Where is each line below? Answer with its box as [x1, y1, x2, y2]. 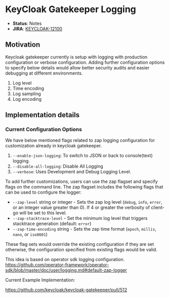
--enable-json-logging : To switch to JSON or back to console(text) [12, 153, 153, 159]
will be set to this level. [19, 210, 67, 216]
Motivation [5, 41, 40, 49]
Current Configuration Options [5, 126, 82, 133]
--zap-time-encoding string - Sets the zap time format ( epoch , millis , [12, 226, 157, 232]
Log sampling [12, 90, 41, 97]
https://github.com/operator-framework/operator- [5, 262, 109, 268]
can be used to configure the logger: [5, 189, 82, 196]
